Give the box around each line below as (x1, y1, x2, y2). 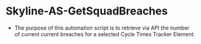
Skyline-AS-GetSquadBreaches (5, 4, 168, 18)
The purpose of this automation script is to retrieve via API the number (14, 24, 190, 31)
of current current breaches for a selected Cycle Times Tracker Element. (14, 30, 196, 37)
